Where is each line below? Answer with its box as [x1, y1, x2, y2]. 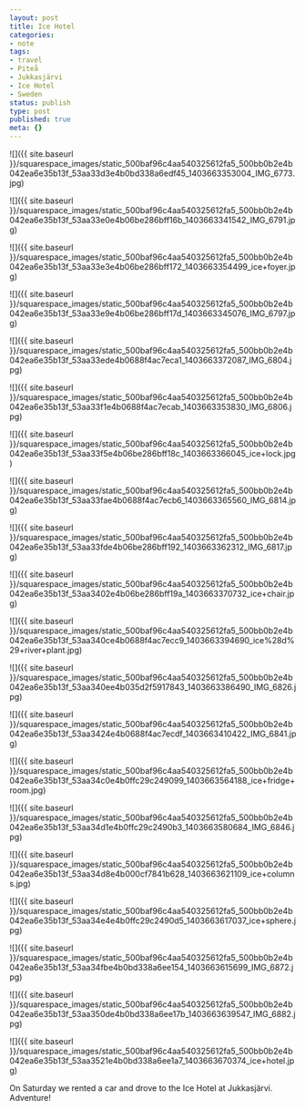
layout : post [9, 13, 59, 23]
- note [9, 38, 35, 48]
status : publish [9, 98, 71, 108]
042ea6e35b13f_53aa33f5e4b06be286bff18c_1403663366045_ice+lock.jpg [9, 448, 296, 458]
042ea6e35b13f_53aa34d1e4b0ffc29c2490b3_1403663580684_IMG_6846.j [9, 822, 295, 832]
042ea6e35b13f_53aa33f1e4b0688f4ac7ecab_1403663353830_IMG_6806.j [9, 402, 292, 412]
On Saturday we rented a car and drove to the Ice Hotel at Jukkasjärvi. [9, 1083, 273, 1094]
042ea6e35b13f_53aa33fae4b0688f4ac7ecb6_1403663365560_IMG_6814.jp [9, 495, 297, 506]
